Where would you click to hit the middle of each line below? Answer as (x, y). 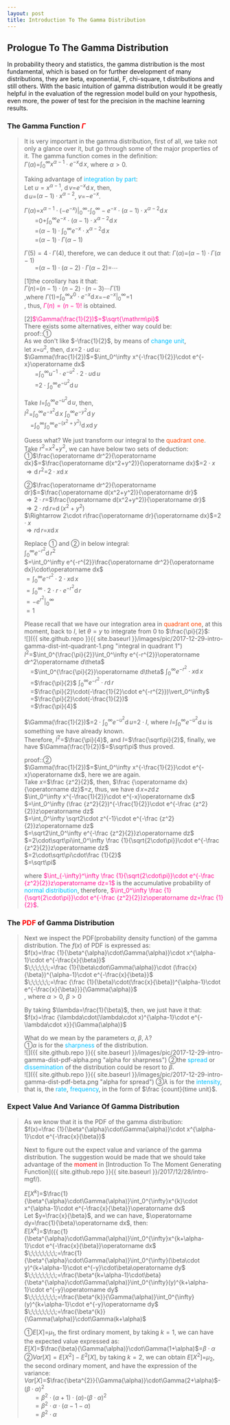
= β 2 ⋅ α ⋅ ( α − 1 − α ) (63, 1405)
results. (18, 108)
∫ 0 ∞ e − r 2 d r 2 (40, 552)
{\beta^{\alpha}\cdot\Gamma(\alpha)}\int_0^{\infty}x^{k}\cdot (111, 1201)
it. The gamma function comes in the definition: (91, 156)
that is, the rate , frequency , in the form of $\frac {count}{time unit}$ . (120, 1089)
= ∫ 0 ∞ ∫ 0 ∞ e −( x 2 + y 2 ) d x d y (64, 425)
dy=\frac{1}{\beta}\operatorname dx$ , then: (86, 1223)
